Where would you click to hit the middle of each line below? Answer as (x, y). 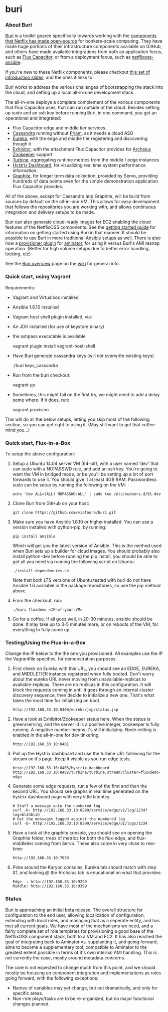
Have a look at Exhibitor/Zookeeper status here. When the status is (81, 719)
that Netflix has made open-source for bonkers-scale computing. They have (84, 41)
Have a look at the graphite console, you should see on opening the (82, 833)
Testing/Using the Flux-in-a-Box (46, 643)
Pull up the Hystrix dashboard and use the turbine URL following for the (86, 754)
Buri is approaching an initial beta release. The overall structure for (74, 910)
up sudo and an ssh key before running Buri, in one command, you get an (81, 113)
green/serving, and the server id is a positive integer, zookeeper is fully (86, 724)
